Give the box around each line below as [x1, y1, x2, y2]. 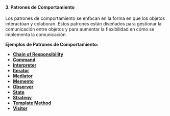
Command [12, 56, 36, 63]
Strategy [12, 95, 32, 101]
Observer [12, 84, 34, 90]
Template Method [12, 100, 52, 106]
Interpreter [12, 62, 37, 68]
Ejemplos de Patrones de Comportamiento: [5, 41, 99, 48]
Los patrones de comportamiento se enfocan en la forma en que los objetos [5, 15, 165, 21]
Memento [12, 78, 34, 84]
